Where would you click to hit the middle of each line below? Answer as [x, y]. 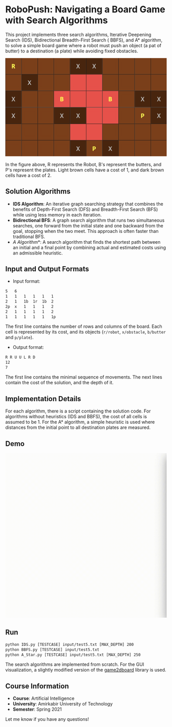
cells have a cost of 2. [29, 175]
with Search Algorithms [57, 20]
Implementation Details [43, 399]
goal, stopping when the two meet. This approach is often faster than [85, 231]
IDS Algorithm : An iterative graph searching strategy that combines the [88, 204]
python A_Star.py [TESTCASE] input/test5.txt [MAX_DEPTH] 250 [73, 655]
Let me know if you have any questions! [47, 719]
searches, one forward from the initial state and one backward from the [88, 225]
